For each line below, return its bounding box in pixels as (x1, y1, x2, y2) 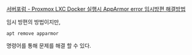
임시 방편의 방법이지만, (6, 18, 61, 26)
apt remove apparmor (6, 31, 60, 37)
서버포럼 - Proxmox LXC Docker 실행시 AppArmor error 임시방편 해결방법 (6, 5, 186, 12)
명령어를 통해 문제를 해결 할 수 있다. (6, 42, 91, 49)
